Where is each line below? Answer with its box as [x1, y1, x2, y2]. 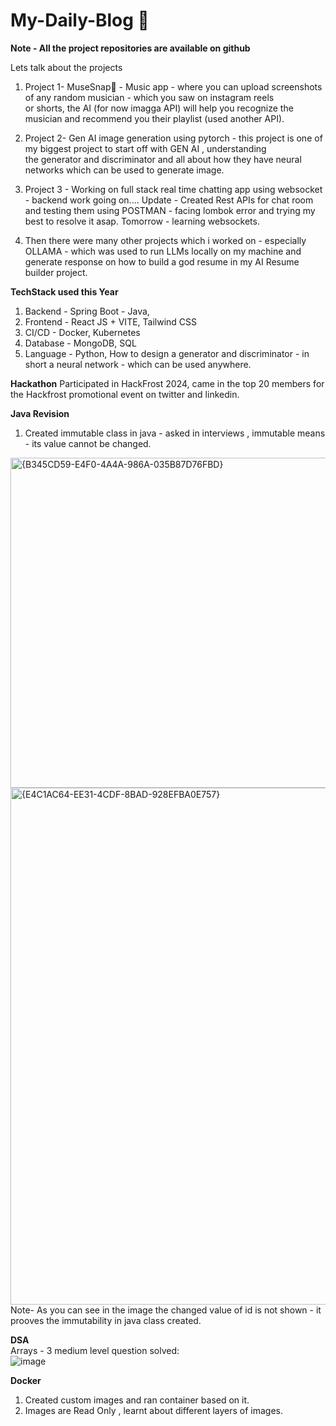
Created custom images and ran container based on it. [24, 1394, 250, 1406]
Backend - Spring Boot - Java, [24, 305, 150, 317]
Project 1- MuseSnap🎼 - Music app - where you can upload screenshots [24, 80, 323, 93]
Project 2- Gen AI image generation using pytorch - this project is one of [24, 132, 323, 144]
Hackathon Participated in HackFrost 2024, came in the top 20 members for [10, 377, 325, 389]
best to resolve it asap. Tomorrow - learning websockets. [24, 215, 260, 227]
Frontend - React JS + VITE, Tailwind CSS [24, 315, 198, 328]
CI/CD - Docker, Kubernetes [24, 326, 141, 338]
